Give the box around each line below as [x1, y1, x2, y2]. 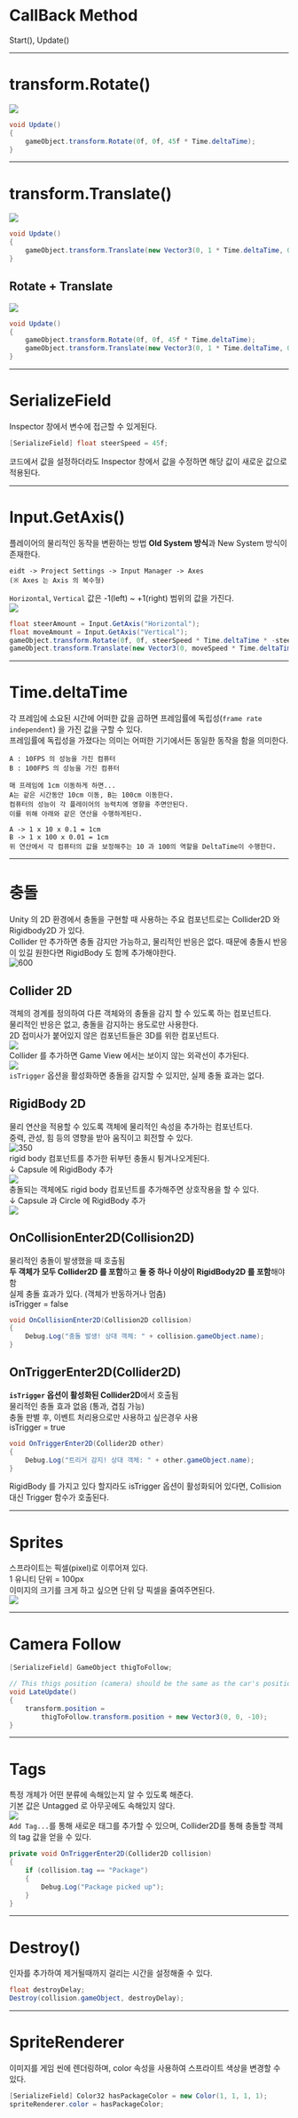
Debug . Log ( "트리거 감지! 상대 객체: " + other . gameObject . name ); [25, 1456, 255, 1464]
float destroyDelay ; [9, 1986, 86, 1994]
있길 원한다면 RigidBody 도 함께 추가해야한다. [18, 948, 176, 959]
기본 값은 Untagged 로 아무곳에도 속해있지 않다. [9, 1801, 176, 1811]
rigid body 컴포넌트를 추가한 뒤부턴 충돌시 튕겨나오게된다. [9, 1152, 210, 1163]
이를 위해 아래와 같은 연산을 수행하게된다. [9, 810, 143, 819]
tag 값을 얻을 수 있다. [18, 1832, 91, 1842]
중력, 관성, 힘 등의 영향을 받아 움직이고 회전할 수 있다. [9, 1132, 193, 1143]
